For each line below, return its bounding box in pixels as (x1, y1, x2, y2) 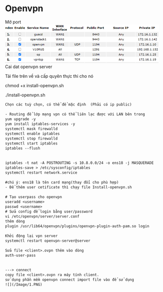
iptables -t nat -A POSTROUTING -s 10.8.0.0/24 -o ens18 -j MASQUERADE (5, 161, 154, 165)
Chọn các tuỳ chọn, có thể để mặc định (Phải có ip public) (5, 102, 132, 107)
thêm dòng (5, 219, 25, 224)
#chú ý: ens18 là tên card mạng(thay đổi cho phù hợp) (5, 180, 119, 185)
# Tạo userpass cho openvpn (5, 195, 62, 200)
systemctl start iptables (5, 141, 58, 146)
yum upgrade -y (5, 117, 36, 122)
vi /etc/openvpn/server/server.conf (5, 214, 80, 219)
